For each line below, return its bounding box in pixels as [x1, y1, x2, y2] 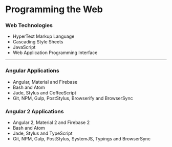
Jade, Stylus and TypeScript [12, 130, 73, 136]
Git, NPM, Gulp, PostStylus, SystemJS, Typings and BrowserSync [12, 136, 151, 142]
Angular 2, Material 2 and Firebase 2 [12, 119, 90, 126]
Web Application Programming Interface [12, 50, 98, 56]
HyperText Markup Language [12, 33, 75, 39]
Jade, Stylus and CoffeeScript [12, 89, 77, 95]
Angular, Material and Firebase [12, 79, 78, 85]
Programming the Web [5, 4, 103, 15]
